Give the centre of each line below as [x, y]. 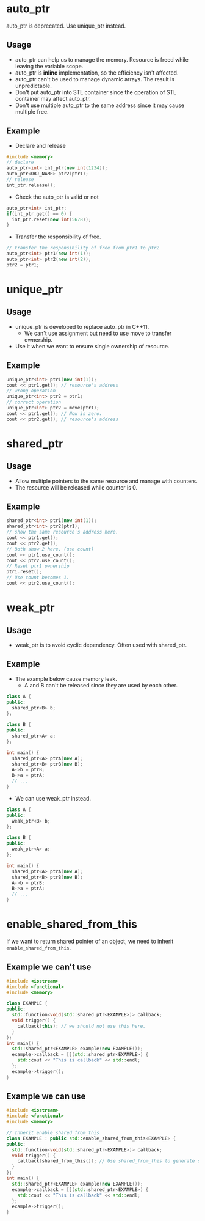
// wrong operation [31, 391]
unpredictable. [33, 86]
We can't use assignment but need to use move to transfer [98, 333]
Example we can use [46, 1097]
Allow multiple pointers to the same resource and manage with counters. [106, 481]
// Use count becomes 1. [38, 577]
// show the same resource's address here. [63, 532]
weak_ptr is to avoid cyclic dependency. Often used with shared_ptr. [101, 645]
